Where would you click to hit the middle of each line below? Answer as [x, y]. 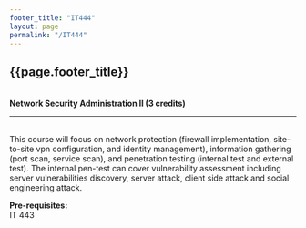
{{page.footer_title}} [69, 72]
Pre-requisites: [39, 205]
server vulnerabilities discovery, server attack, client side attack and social [149, 178]
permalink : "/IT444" [49, 35]
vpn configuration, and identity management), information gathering [163, 149]
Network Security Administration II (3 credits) [97, 104]
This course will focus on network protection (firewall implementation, [140, 140]
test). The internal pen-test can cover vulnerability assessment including [145, 169]
